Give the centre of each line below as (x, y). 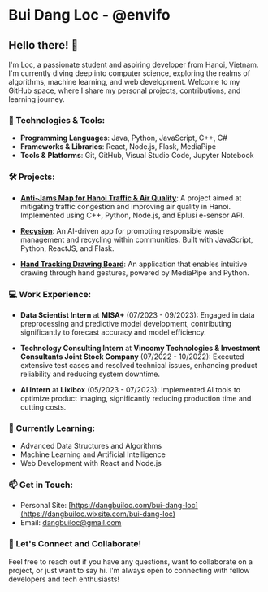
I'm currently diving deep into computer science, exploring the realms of (129, 73)
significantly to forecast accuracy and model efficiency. (113, 332)
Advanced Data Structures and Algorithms (91, 446)
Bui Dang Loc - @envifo (89, 15)
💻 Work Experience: (50, 294)
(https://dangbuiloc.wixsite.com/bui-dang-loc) (98, 514)
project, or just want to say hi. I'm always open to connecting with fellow (129, 570)
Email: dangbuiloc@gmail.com (71, 523)
